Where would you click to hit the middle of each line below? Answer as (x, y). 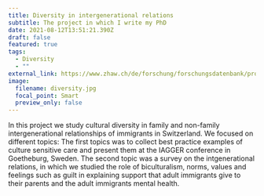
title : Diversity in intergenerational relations (91, 15)
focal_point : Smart (47, 96)
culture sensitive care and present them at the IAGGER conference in (119, 151)
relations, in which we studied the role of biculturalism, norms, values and (127, 167)
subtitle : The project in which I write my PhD (88, 23)
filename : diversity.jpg (56, 88)
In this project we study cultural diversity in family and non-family (114, 125)
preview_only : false (49, 103)
